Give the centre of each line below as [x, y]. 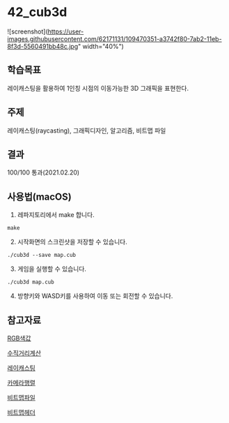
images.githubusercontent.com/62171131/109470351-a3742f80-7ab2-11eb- [114, 38]
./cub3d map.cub [31, 282]
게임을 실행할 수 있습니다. [52, 269]
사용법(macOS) [39, 196]
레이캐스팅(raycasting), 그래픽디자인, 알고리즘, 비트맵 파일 [87, 131]
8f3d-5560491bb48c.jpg [43, 46]
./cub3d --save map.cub [42, 255]
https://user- [66, 31]
